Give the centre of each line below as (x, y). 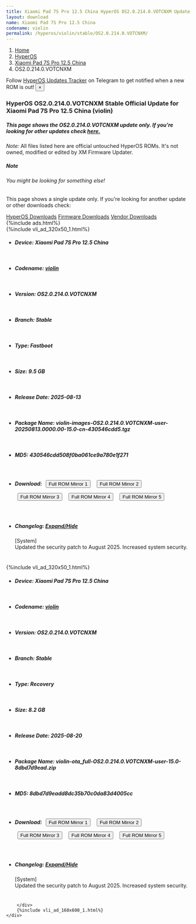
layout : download (27, 17)
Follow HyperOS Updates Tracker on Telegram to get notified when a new (95, 81)
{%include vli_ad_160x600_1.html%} (60, 910)
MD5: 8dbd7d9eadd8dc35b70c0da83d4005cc (74, 793)
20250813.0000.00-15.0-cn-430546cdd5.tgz (72, 429)
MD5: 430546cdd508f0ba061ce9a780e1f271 (71, 455)
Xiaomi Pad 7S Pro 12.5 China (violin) (60, 111)
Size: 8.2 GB (30, 709)
